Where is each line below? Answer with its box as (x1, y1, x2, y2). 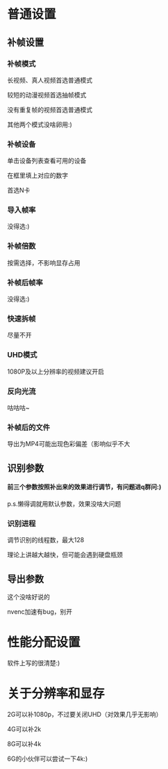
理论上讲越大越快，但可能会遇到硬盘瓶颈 (7, 550, 123, 559)
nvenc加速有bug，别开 (7, 607, 73, 616)
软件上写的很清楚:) (7, 658, 60, 667)
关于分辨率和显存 (7, 686, 106, 701)
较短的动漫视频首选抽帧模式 (7, 90, 87, 99)
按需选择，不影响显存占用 (7, 258, 81, 267)
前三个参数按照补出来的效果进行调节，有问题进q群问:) (7, 483, 162, 491)
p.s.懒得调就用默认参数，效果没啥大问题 (7, 499, 121, 508)
